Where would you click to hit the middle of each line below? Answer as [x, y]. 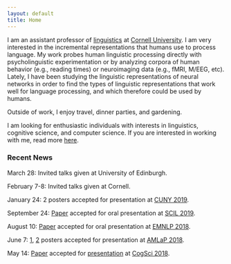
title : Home [24, 20]
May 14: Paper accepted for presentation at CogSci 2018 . [89, 253]
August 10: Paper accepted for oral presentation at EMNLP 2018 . [99, 226]
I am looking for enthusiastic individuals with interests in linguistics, [103, 125]
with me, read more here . [43, 140]
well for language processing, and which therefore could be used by [104, 91]
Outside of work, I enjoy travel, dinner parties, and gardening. [95, 112]
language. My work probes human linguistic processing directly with [104, 54]
